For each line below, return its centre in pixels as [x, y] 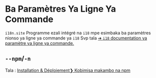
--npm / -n [18, 59]
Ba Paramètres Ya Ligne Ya [61, 9]
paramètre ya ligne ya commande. [40, 43]
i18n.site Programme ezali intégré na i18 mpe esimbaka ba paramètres [78, 33]
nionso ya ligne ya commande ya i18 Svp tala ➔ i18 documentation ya [76, 38]
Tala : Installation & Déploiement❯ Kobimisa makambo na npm [68, 70]
